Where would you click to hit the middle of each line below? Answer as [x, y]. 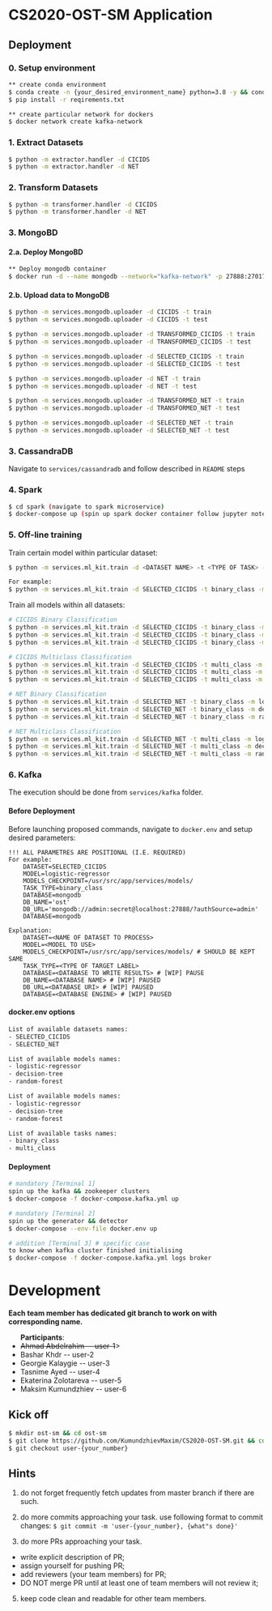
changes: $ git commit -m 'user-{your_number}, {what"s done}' [129, 1526]
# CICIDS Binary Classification [63, 620]
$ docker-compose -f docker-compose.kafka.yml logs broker [110, 1258]
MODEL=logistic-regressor [67, 874]
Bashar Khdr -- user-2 [57, 1355]
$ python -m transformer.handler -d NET [78, 212]
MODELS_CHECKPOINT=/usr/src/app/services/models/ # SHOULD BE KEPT [139, 952]
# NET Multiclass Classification [65, 731]
